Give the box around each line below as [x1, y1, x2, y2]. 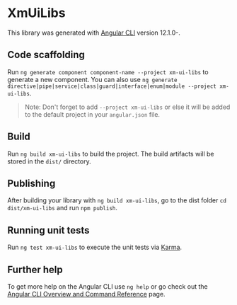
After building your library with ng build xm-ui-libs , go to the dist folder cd [7, 196, 226, 205]
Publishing [7, 177, 56, 189]
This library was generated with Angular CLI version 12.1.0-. [7, 28, 180, 37]
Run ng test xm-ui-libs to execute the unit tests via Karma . [7, 243, 183, 252]
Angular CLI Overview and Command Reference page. [7, 290, 166, 298]
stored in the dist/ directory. [7, 157, 92, 166]
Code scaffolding [7, 49, 85, 61]
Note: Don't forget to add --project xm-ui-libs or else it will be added [24, 103, 231, 111]
